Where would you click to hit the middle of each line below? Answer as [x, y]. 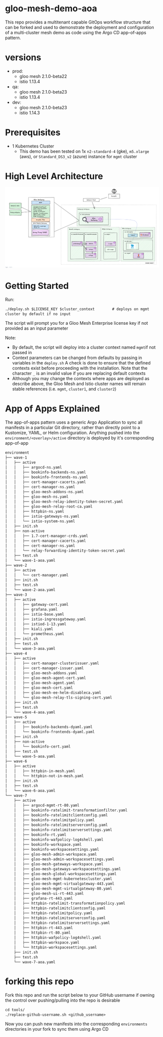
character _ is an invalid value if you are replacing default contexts [79, 373]
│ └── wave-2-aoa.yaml [30, 590]
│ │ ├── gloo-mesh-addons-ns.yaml [44, 492]
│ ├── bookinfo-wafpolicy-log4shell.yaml [59, 840]
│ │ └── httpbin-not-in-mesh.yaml [44, 776]
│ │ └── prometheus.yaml [35, 634]
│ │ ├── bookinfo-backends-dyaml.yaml [49, 727]
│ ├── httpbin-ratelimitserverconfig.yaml [60, 918]
